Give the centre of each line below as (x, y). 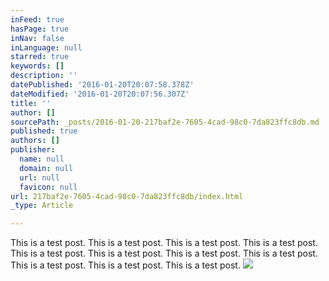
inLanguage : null (46, 47)
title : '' (31, 103)
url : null (39, 177)
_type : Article (42, 206)
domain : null (46, 168)
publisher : (33, 150)
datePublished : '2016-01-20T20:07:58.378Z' (102, 85)
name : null (42, 159)
